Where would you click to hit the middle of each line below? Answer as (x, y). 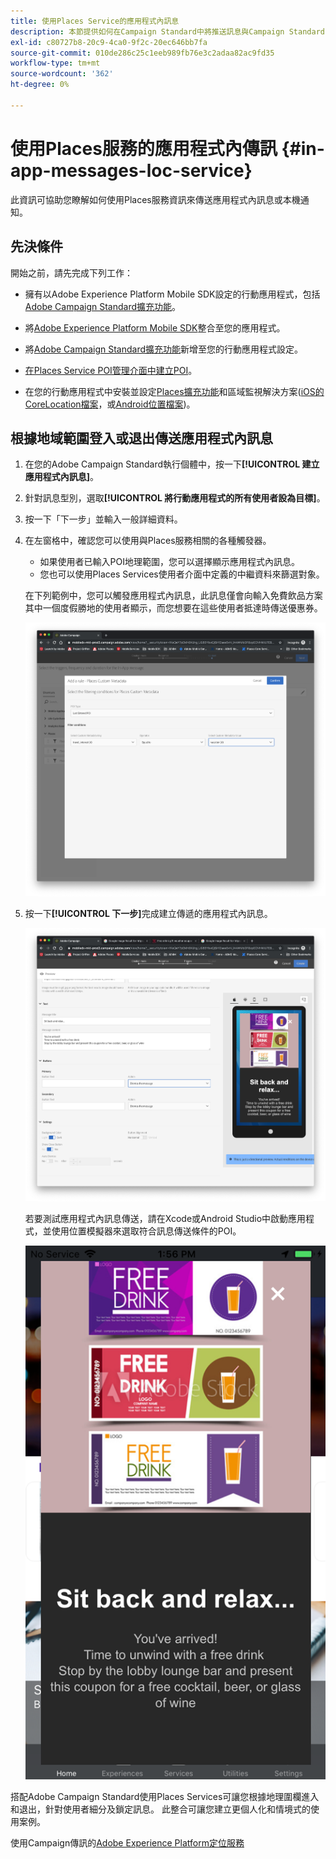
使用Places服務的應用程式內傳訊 (144, 148)
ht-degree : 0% (40, 85)
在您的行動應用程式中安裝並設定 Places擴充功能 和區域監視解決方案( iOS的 (174, 391)
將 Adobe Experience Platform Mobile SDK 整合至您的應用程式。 (155, 327)
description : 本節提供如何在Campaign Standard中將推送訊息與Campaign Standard (167, 31)
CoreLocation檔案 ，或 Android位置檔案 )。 (110, 404)
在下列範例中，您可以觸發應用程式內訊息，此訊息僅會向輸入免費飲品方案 (173, 596)
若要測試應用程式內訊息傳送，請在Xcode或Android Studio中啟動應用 (165, 1219)
